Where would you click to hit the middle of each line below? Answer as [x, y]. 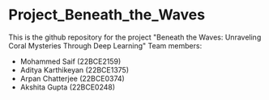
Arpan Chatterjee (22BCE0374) [73, 78]
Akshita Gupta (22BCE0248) [68, 87]
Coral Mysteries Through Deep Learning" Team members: [105, 45]
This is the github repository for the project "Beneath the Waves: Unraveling [135, 37]
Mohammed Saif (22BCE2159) [70, 61]
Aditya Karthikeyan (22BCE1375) [75, 69]
